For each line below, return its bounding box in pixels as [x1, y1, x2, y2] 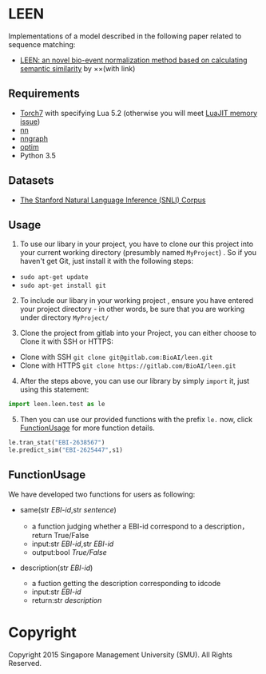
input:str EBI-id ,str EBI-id [31, 539, 114, 548]
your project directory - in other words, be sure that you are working [19, 305, 245, 314]
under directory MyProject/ [19, 313, 109, 322]
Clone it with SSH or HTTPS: [19, 337, 114, 346]
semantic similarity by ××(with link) [19, 63, 136, 73]
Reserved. [8, 658, 42, 668]
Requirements [8, 87, 80, 101]
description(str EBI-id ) [19, 563, 93, 572]
